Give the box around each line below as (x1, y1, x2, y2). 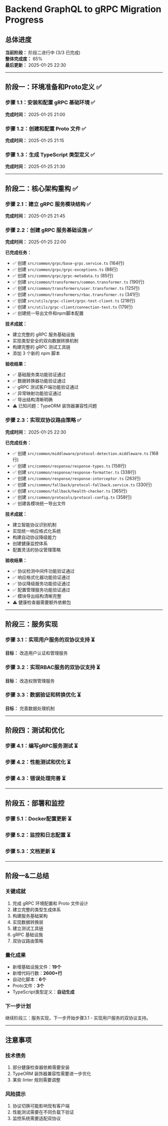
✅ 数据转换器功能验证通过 (12, 378, 66, 384)
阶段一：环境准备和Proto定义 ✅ (5, 83, 102, 91)
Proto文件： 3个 (12, 982, 44, 988)
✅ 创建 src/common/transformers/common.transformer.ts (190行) (12, 279, 145, 285)
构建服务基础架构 (12, 913, 48, 919)
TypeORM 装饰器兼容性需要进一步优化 (12, 1070, 91, 1076)
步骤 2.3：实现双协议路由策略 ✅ (5, 417, 81, 424)
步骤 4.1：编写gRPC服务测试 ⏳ (5, 742, 78, 749)
